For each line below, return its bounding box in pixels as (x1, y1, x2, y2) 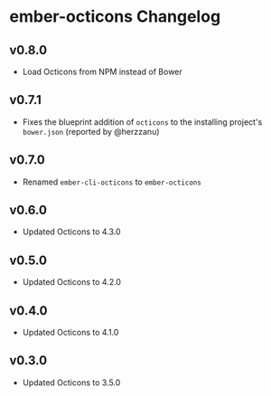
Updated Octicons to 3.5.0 (22, 377, 121, 388)
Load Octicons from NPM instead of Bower (22, 66, 182, 77)
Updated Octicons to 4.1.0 (22, 327, 119, 338)
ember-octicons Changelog (9, 6, 221, 27)
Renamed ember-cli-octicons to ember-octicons (22, 176, 201, 187)
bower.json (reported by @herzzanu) (22, 126, 160, 137)
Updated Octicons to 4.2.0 (22, 277, 122, 288)
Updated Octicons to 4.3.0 (22, 226, 121, 237)
